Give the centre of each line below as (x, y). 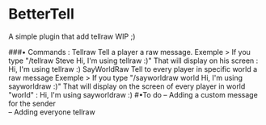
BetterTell (41, 14)
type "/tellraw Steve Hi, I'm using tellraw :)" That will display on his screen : (133, 60)
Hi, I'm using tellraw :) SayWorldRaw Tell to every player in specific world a (133, 69)
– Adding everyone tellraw (52, 112)
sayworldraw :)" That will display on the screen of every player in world (127, 86)
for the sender (32, 103)
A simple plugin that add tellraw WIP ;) (72, 36)
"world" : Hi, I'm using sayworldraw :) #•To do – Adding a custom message (133, 94)
